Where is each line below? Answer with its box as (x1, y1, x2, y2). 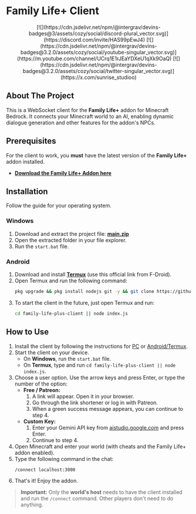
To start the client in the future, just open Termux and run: (14, 299, 154, 306)
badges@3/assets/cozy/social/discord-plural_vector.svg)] (28, 29, 169, 37)
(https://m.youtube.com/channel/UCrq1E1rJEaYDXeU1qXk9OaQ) (16, 55, 172, 62)
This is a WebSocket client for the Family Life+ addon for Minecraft (6, 106, 169, 113)
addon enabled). (14, 449, 55, 456)
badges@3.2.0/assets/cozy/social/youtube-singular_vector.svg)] (20, 48, 177, 55)
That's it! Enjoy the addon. (14, 477, 78, 484)
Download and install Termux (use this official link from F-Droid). (14, 271, 172, 278)
